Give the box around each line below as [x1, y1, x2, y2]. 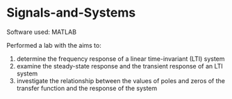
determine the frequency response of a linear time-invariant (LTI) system [16, 54, 225, 63]
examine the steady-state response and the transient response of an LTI [16, 62, 223, 70]
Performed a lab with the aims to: [6, 41, 101, 49]
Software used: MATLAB [6, 28, 77, 36]
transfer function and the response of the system [16, 84, 158, 92]
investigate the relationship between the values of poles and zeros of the [16, 76, 225, 84]
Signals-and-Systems [6, 5, 136, 21]
